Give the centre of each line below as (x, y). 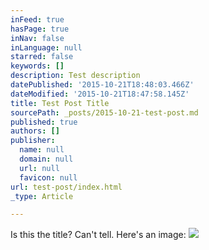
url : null (39, 168)
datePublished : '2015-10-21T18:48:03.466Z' (102, 85)
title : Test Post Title (60, 103)
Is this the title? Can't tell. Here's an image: (98, 235)
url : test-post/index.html (66, 187)
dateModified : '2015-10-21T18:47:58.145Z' (100, 94)
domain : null (46, 159)
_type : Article (42, 196)
